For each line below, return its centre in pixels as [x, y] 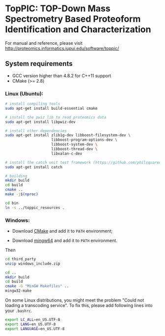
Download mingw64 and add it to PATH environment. [65, 240]
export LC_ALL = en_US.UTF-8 [33, 320]
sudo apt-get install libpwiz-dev [41, 122]
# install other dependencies [36, 131]
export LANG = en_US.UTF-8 [30, 324]
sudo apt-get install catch [34, 167]
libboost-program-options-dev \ [84, 140]
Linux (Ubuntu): [24, 93]
